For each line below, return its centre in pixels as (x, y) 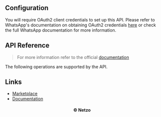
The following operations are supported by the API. (56, 67)
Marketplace (25, 94)
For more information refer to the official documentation (73, 57)
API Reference (27, 46)
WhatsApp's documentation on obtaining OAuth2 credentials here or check (80, 25)
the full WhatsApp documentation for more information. (60, 30)
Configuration (27, 8)
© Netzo (82, 110)
